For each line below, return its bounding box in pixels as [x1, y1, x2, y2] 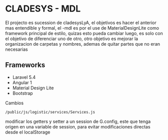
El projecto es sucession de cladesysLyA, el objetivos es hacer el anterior [5, 20, 156, 26]
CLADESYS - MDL [5, 3, 81, 15]
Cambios [5, 100, 24, 106]
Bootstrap [12, 90, 33, 96]
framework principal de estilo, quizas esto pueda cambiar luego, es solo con [5, 30, 163, 36]
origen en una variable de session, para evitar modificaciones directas [5, 123, 150, 129]
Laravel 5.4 [12, 74, 36, 80]
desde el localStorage [5, 129, 51, 135]
